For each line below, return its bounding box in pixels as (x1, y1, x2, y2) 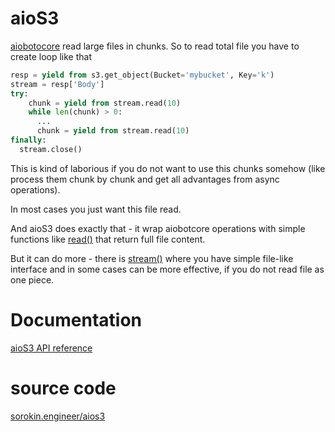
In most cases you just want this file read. (10, 203, 182, 215)
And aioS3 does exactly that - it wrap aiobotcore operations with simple (10, 222, 306, 234)
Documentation (10, 309, 143, 331)
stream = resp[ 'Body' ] (10, 79, 105, 89)
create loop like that (10, 50, 92, 62)
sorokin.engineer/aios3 (10, 410, 106, 422)
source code (10, 377, 117, 399)
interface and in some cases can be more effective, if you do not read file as (10, 263, 325, 275)
